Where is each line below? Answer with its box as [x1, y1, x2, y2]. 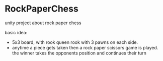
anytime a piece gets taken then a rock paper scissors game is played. [12, 44, 158, 50]
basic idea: [5, 29, 28, 35]
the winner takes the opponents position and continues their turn [12, 50, 147, 56]
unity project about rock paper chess [5, 20, 81, 26]
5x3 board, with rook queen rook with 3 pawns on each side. [12, 39, 138, 45]
